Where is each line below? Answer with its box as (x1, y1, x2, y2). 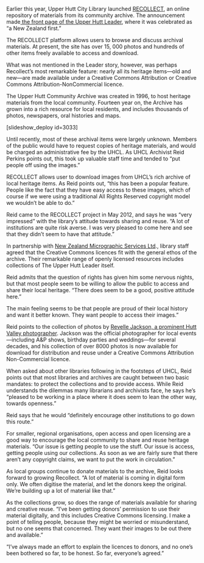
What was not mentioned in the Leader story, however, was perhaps (6, 61, 178, 68)
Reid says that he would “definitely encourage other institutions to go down (6, 412, 195, 418)
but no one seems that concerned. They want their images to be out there (6, 525, 192, 532)
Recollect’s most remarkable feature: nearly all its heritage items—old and (6, 68, 191, 75)
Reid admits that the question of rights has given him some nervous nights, (6, 274, 194, 281)
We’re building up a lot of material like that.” (6, 487, 116, 494)
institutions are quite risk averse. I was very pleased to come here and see (6, 224, 193, 231)
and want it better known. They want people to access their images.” (6, 311, 179, 318)
